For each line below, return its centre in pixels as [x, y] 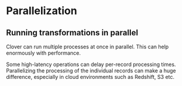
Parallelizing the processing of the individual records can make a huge [91, 71]
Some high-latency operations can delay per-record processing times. [91, 64]
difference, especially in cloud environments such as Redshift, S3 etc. [90, 77]
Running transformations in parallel [72, 33]
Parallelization [42, 11]
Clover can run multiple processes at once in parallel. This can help [87, 47]
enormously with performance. [43, 53]
